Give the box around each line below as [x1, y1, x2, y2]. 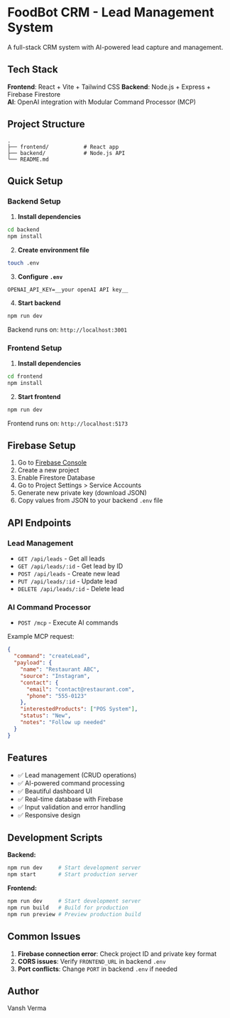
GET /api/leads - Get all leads [17, 554, 105, 563]
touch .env [7, 260, 40, 267]
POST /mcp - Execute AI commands [17, 618, 119, 627]
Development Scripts [7, 832, 103, 844]
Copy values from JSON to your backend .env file [17, 496, 163, 505]
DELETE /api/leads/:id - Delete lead [17, 585, 124, 593]
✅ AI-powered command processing [17, 778, 125, 787]
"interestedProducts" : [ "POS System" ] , [20, 706, 138, 713]
